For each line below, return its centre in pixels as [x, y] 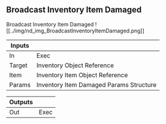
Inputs [20, 46]
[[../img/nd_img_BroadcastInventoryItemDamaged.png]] [76, 31]
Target [19, 65]
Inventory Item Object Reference [82, 75]
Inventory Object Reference [75, 65]
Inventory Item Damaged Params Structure [96, 84]
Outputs [21, 102]
